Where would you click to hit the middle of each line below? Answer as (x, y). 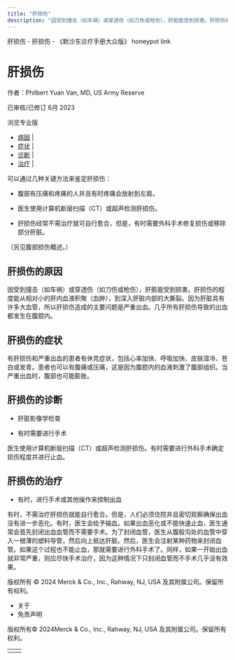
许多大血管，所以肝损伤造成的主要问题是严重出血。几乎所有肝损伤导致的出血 (117, 307)
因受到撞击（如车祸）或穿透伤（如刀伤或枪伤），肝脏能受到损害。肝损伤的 (113, 290)
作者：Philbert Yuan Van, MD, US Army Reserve (76, 93)
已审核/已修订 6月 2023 (41, 108)
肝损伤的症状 (35, 340)
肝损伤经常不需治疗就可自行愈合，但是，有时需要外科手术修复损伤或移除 (121, 223)
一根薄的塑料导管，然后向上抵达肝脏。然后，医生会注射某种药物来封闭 (114, 540)
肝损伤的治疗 (35, 481)
